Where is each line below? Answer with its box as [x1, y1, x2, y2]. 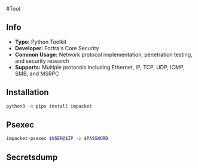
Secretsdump [6, 152, 58, 162]
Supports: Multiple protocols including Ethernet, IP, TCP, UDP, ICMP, [14, 63, 185, 71]
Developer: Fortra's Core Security [14, 44, 99, 51]
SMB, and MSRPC [14, 70, 60, 77]
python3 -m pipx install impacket [6, 103, 93, 109]
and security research [14, 57, 69, 65]
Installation [6, 87, 49, 97]
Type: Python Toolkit [14, 38, 67, 45]
